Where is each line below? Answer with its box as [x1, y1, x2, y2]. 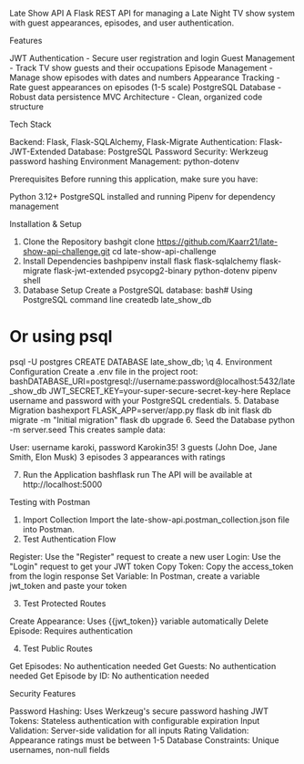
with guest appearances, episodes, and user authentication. [9, 17, 235, 28]
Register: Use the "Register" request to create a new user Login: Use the [9, 551, 281, 562]
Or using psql [9, 326, 113, 347]
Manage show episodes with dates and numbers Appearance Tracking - [9, 72, 280, 83]
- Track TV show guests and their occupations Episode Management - [9, 63, 273, 73]
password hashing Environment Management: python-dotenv [9, 156, 239, 167]
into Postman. [22, 523, 75, 534]
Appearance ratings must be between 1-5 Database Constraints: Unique [9, 734, 279, 746]
